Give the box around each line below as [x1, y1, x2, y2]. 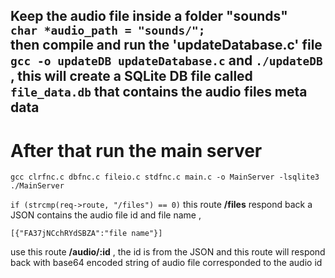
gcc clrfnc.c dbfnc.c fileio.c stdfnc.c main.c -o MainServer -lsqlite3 [10, 172, 320, 183]
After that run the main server [10, 139, 263, 162]
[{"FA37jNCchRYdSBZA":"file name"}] [10, 229, 163, 239]
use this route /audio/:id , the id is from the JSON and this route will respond [10, 246, 326, 258]
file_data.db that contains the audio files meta [10, 84, 308, 101]
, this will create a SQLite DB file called [10, 68, 253, 85]
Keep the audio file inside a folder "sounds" [10, 8, 288, 25]
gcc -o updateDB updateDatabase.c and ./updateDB [10, 52, 323, 69]
